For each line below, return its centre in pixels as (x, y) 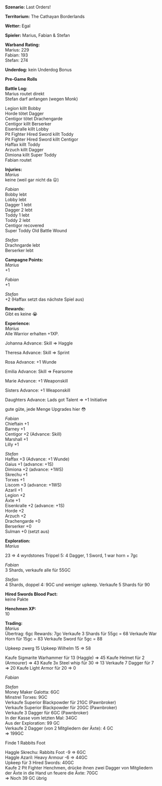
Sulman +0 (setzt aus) (27, 531)
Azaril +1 (14, 490)
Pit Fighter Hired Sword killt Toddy (39, 134)
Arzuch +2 (16, 516)
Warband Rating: (23, 45)
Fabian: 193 (17, 55)
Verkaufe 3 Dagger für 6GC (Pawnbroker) (47, 713)
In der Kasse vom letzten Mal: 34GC (41, 718)
